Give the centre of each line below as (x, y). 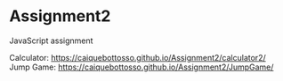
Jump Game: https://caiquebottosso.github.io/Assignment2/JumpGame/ (141, 67)
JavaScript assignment (51, 40)
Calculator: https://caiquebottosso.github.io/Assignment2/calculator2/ (137, 57)
